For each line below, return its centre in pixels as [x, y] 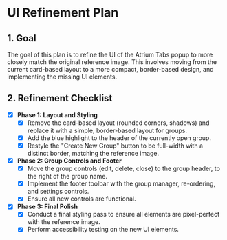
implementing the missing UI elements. [62, 77]
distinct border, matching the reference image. [93, 154]
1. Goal [22, 38]
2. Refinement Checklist [60, 98]
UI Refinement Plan [63, 13]
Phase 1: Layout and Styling [57, 114]
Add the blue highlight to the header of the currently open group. [119, 138]
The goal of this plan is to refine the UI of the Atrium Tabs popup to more [110, 54]
